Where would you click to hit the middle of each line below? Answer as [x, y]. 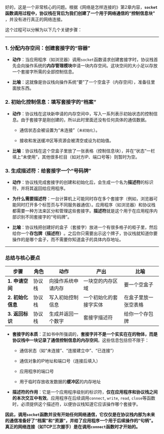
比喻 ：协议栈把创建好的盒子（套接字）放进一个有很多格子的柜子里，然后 [85, 227]
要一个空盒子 [139, 285]
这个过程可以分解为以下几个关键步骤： [43, 30]
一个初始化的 [98, 298]
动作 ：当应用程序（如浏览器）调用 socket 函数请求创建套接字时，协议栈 [83, 59]
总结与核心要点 [23, 258]
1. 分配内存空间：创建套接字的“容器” [48, 48]
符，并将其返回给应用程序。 [40, 188]
